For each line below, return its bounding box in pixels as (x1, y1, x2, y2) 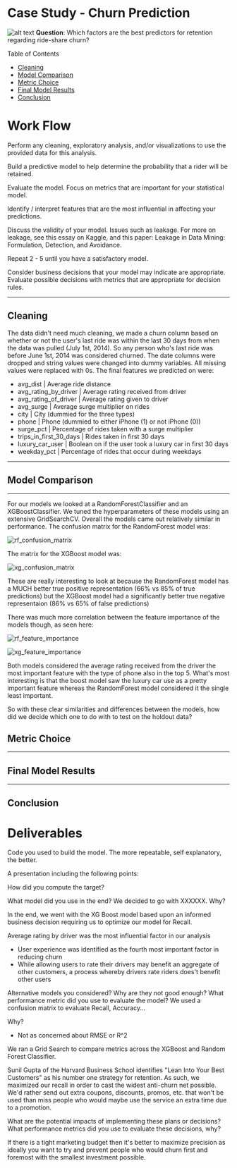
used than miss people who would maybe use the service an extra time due (7, 1096, 227, 1105)
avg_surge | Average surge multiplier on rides (17, 402, 150, 410)
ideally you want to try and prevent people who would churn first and (7, 1145, 208, 1154)
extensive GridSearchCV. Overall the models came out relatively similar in (7, 515, 221, 523)
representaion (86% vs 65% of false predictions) (7, 599, 150, 608)
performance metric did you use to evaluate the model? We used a (7, 996, 201, 1005)
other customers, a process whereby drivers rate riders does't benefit (17, 968, 221, 976)
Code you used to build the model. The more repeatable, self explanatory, (7, 848, 222, 857)
